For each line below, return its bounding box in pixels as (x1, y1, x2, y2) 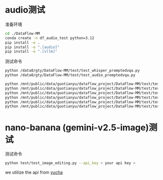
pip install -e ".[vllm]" (5, 49, 57, 54)
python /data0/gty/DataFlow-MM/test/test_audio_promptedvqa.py (5, 73, 136, 78)
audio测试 (5, 4, 46, 16)
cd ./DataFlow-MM (5, 31, 40, 36)
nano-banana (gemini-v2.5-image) (5, 122, 149, 133)
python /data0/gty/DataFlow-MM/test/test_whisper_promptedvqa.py (5, 68, 140, 73)
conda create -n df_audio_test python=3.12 (5, 35, 95, 40)
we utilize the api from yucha (5, 169, 63, 175)
